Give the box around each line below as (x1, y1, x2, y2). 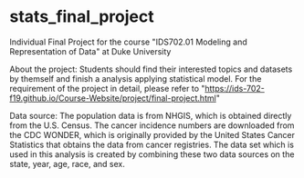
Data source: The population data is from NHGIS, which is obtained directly (9, 110, 292, 121)
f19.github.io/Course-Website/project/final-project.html (9, 93, 216, 104)
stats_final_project (9, 6, 154, 27)
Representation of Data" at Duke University (9, 45, 172, 56)
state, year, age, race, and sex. (9, 158, 125, 169)
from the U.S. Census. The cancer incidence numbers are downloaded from (9, 120, 295, 131)
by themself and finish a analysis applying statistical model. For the (9, 73, 262, 84)
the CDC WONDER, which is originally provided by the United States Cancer (9, 129, 295, 140)
